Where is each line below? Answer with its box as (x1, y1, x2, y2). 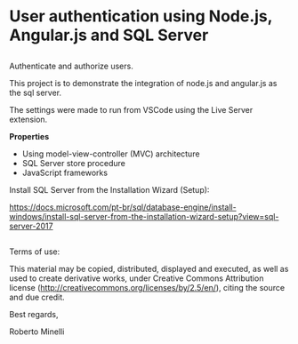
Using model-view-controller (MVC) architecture (21, 148, 200, 159)
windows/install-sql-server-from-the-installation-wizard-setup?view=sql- (9, 211, 279, 221)
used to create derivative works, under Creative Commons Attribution (9, 273, 264, 284)
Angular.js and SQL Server (9, 25, 209, 45)
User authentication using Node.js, (9, 6, 273, 27)
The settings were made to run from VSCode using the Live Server (9, 104, 254, 115)
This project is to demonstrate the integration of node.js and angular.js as (9, 77, 278, 88)
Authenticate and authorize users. (9, 60, 133, 71)
